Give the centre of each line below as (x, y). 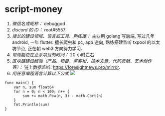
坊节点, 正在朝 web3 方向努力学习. (47, 48)
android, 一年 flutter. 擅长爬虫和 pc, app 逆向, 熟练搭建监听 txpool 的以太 (86, 42)
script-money (34, 9)
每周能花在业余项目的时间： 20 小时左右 (53, 55)
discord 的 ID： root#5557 (39, 30)
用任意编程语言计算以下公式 (40, 73)
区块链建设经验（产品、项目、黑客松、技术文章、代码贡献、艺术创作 (82, 61)
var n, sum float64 (34, 87)
